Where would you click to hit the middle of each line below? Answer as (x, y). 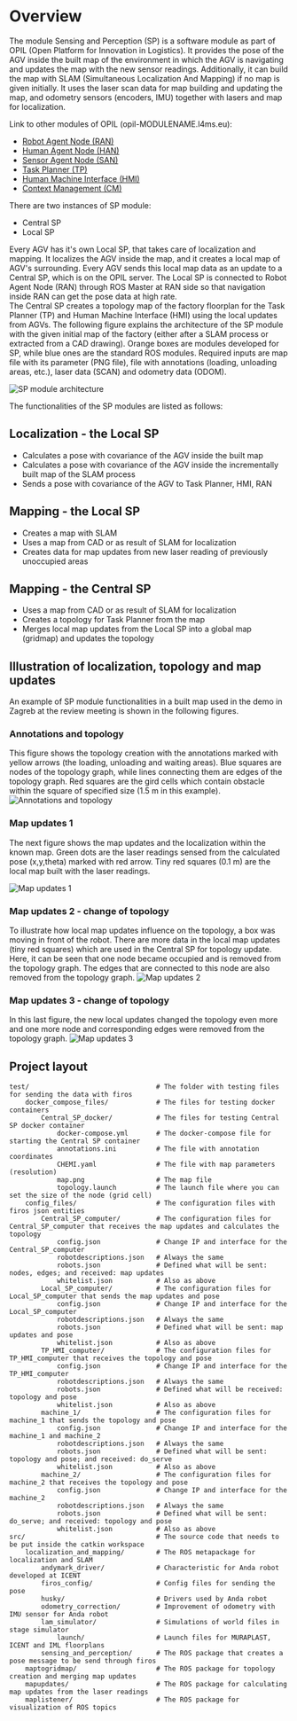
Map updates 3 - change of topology (90, 1001)
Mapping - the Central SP (80, 588)
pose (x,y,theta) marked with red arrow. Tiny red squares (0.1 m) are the (140, 861)
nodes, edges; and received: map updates (87, 1273)
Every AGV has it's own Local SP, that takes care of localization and (133, 249)
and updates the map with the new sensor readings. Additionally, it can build (148, 69)
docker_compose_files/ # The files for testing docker (150, 1103)
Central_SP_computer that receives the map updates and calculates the (144, 1227)
